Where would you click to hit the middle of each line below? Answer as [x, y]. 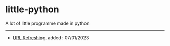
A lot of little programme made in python [47, 23]
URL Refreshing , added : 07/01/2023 [51, 38]
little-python [32, 9]
